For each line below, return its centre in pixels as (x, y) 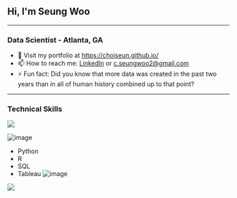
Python (28, 151)
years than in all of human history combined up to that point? (106, 84)
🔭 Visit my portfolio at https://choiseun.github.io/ (88, 55)
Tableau (29, 174)
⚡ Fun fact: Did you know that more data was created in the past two (117, 74)
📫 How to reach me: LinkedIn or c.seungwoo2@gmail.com (103, 64)
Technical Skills (35, 109)
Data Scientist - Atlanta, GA (55, 40)
